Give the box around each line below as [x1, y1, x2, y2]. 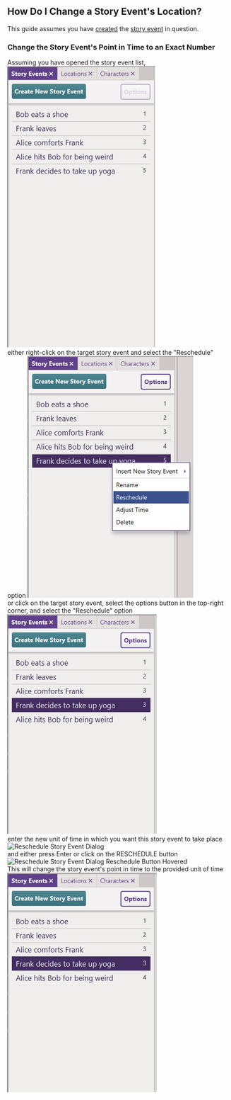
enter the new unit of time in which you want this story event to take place [7, 835, 223, 844]
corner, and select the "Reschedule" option [7, 606, 133, 615]
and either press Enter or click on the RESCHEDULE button [7, 850, 178, 858]
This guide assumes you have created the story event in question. [7, 24, 199, 33]
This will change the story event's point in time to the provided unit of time [7, 865, 224, 873]
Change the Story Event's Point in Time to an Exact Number [7, 42, 215, 52]
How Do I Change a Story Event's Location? [7, 6, 202, 18]
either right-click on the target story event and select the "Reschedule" [7, 348, 214, 357]
